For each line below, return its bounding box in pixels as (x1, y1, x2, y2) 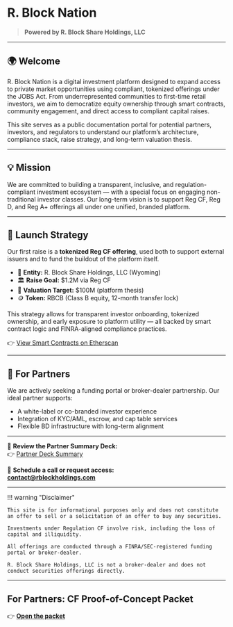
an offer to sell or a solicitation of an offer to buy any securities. (7, 513, 222, 520)
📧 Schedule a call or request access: (7, 466, 114, 474)
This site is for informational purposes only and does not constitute (7, 507, 218, 514)
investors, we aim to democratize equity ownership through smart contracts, (7, 99, 225, 108)
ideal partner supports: (7, 394, 73, 402)
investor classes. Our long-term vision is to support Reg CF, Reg (37, 195, 221, 203)
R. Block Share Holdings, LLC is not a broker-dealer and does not (7, 562, 207, 569)
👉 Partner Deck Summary (7, 450, 83, 458)
